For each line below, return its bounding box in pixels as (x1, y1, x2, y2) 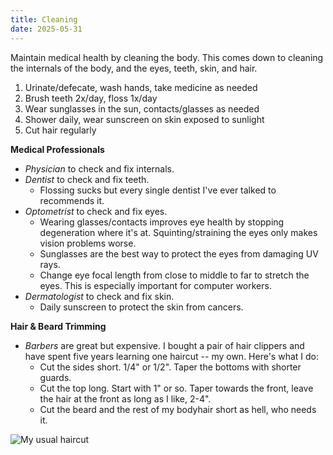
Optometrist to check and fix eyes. (24, 205, 168, 217)
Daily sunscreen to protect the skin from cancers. (39, 301, 244, 313)
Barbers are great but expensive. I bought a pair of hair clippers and (24, 339, 305, 351)
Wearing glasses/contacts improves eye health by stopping (39, 216, 285, 228)
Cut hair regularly (24, 124, 97, 136)
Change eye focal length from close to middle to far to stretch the (39, 269, 310, 281)
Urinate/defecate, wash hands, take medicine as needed (24, 81, 258, 93)
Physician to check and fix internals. (24, 162, 175, 175)
